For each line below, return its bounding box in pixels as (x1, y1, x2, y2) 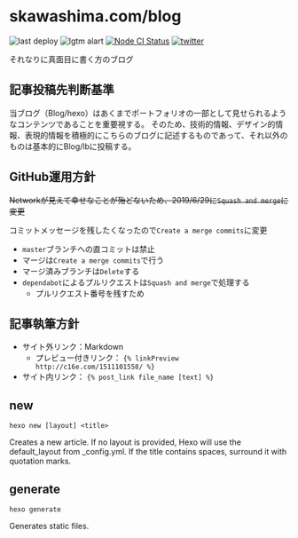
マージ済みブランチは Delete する (21, 265, 140, 276)
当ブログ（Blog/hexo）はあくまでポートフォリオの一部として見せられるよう (9, 107, 287, 118)
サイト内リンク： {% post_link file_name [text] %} (21, 371, 215, 383)
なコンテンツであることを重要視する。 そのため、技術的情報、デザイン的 (9, 118, 276, 130)
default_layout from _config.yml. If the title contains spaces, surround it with (9, 447, 287, 457)
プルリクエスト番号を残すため (35, 288, 145, 298)
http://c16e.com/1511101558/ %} (35, 362, 155, 372)
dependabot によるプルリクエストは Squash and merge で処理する (21, 277, 250, 288)
